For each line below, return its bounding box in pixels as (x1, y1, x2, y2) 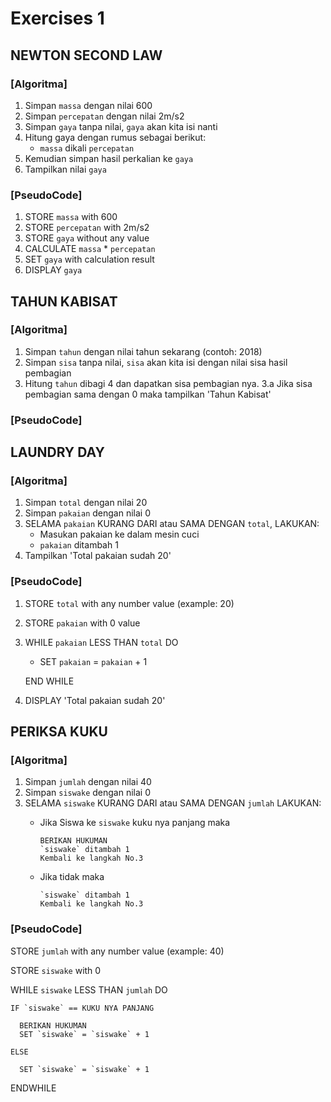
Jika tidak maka (39, 871, 105, 883)
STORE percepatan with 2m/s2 (24, 222, 150, 234)
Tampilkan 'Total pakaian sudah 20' (24, 550, 172, 562)
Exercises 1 (10, 7, 105, 30)
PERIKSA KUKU (10, 723, 108, 741)
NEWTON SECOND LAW (10, 47, 163, 64)
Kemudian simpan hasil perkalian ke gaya (24, 152, 194, 164)
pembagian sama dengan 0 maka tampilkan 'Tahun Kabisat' (24, 388, 272, 400)
